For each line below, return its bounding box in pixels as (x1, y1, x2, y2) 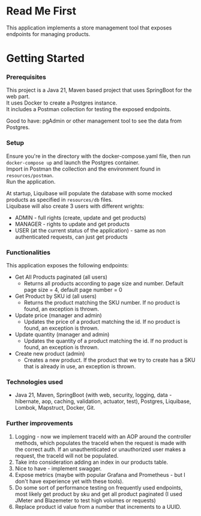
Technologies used (6, 377, 63, 386)
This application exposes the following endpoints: (6, 262, 129, 269)
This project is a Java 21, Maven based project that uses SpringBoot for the (6, 87, 192, 94)
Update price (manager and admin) (14, 312, 102, 319)
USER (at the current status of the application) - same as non (14, 226, 166, 234)
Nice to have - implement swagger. (14, 464, 102, 472)
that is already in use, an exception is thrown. (23, 363, 136, 370)
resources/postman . (6, 171, 54, 178)
